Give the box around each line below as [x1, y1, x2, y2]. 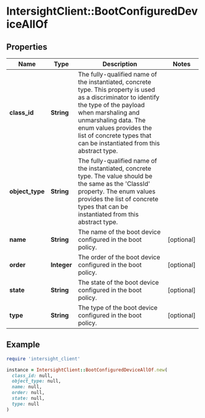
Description [103, 60, 137, 68]
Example [6, 340, 40, 350]
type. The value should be [77, 172, 153, 180]
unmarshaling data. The [77, 116, 146, 124]
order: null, [12, 390, 45, 396]
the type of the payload [77, 101, 145, 109]
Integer [51, 261, 72, 269]
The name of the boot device [77, 228, 161, 236]
